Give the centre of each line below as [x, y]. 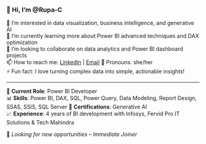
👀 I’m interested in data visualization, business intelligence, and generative [100, 23]
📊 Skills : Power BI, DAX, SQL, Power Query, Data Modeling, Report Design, [102, 98]
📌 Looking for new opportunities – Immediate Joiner [72, 134]
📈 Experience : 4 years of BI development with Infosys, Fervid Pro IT [93, 114]
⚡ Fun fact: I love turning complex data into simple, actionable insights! [96, 71]
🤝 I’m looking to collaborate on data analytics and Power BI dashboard [95, 49]
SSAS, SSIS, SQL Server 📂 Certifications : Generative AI [77, 107]
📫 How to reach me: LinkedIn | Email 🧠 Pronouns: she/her [80, 62]
